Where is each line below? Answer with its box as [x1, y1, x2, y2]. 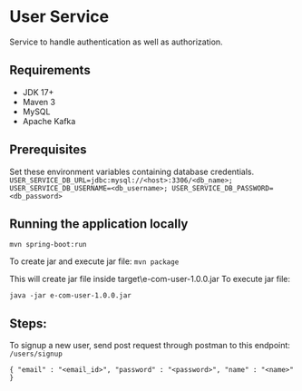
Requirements [9, 63, 91, 78]
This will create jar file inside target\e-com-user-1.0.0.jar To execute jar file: [9, 274, 290, 285]
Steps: [9, 316, 47, 331]
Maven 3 [22, 96, 56, 107]
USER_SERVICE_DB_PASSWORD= [171, 183, 274, 192]
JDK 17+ [22, 86, 54, 97]
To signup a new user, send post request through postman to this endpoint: [9, 340, 290, 351]
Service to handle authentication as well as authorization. [9, 36, 224, 47]
